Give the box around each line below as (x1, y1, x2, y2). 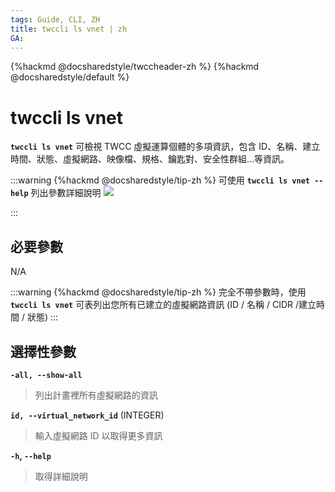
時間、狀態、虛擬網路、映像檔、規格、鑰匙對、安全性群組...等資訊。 (10, 153, 290, 165)
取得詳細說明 (34, 470, 88, 482)
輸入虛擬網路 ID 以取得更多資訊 (34, 429, 163, 441)
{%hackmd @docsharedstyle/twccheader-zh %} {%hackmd (10, 61, 260, 73)
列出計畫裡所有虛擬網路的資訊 (34, 389, 158, 401)
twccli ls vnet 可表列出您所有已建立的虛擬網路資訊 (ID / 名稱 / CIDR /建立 (10, 299, 317, 311)
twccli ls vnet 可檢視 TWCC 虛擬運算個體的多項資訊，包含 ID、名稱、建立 (10, 141, 321, 153)
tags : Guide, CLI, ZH (10, 14, 101, 25)
